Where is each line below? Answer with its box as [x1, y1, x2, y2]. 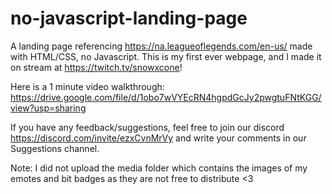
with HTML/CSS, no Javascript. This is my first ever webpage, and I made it [10, 50, 322, 62]
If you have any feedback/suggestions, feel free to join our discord [10, 121, 285, 133]
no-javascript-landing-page [10, 7, 248, 30]
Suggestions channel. [10, 142, 100, 154]
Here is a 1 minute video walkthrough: [10, 80, 165, 92]
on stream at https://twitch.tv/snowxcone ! [10, 61, 183, 73]
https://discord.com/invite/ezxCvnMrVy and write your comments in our [10, 132, 307, 144]
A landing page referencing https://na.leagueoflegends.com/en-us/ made [10, 40, 313, 52]
